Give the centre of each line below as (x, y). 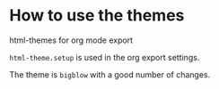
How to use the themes (97, 16)
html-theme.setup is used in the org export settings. (105, 57)
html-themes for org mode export (71, 40)
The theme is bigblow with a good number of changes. (110, 74)
